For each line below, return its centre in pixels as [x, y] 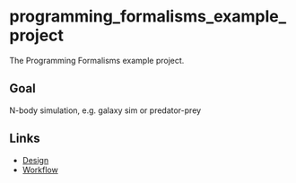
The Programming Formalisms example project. [97, 60]
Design [35, 160]
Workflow [40, 170]
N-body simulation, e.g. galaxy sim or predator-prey [105, 110]
